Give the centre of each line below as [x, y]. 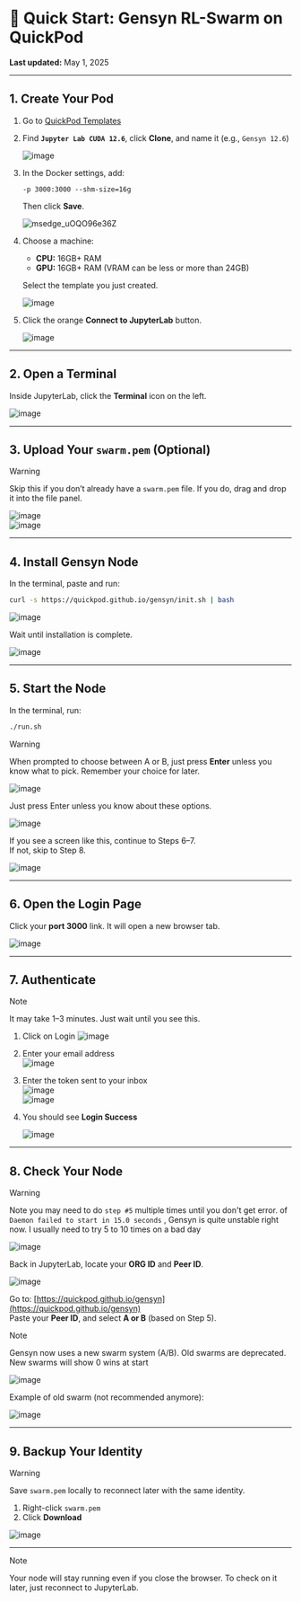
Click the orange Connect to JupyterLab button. [112, 320]
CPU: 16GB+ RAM [69, 258]
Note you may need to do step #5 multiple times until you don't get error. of [149, 1210]
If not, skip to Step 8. [48, 850]
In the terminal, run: [46, 710]
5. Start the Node [58, 689]
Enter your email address [68, 1054]
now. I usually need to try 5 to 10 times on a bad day [105, 1229]
